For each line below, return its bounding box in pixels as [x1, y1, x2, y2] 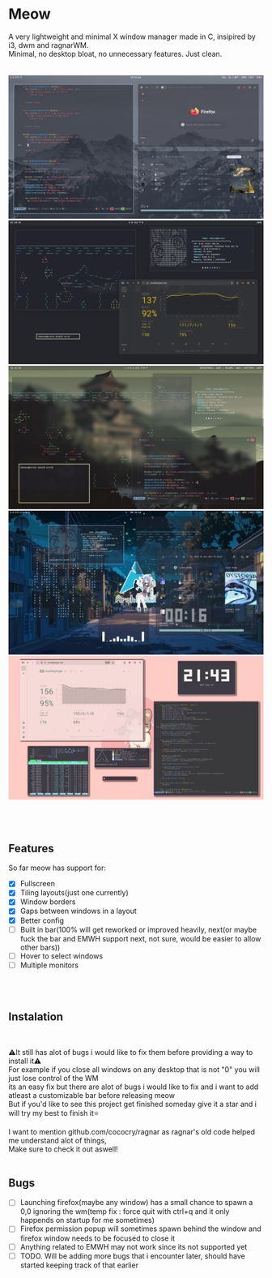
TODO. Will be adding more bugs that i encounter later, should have [19, 1250, 245, 1261]
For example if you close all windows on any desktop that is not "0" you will [8, 1064, 261, 1074]
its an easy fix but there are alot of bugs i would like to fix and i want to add [8, 1082, 259, 1091]
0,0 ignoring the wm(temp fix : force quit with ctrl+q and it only [19, 1207, 230, 1216]
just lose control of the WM [8, 1073, 99, 1083]
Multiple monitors [19, 960, 79, 970]
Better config [19, 916, 65, 925]
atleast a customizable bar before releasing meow [8, 1090, 176, 1100]
